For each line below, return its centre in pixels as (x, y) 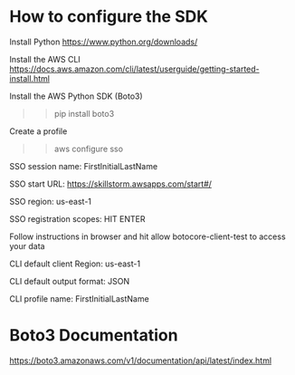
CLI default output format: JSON (69, 281)
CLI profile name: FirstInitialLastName (79, 298)
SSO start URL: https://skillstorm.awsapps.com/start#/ (111, 184)
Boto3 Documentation (94, 336)
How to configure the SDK (109, 17)
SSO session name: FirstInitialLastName (84, 166)
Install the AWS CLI (45, 59)
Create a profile (38, 131)
